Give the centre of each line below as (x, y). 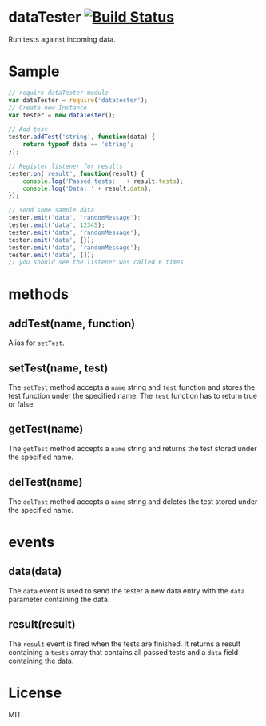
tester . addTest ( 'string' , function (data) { (82, 137)
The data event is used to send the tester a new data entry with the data (127, 590)
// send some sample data (51, 210)
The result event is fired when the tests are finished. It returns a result (125, 644)
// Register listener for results (66, 166)
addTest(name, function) (72, 323)
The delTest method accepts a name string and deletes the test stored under (133, 501)
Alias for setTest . (37, 343)
